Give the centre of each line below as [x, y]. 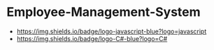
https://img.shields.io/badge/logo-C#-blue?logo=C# [92, 38]
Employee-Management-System [104, 12]
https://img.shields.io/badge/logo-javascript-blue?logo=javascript [112, 31]
